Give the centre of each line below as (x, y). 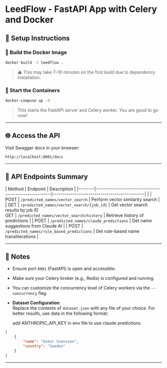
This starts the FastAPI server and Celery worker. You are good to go (88, 110)
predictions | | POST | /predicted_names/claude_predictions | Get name (79, 221)
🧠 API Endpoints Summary (46, 177)
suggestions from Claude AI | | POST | (44, 226)
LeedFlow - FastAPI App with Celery (81, 9)
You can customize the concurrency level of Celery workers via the (81, 288)
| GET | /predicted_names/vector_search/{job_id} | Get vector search (77, 205)
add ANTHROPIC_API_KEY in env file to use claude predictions (76, 323)
